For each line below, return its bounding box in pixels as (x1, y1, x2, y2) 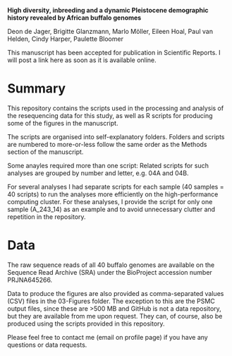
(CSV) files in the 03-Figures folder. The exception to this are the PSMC (7, 297, 215, 305)
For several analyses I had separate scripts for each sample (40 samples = (7, 182, 224, 191)
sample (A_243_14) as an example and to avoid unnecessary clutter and (7, 205, 216, 213)
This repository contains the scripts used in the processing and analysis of (7, 104, 224, 112)
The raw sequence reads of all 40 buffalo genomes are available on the (7, 261, 215, 269)
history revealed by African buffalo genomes (7, 13, 142, 22)
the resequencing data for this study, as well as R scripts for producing (7, 111, 213, 119)
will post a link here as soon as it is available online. (7, 56, 157, 64)
